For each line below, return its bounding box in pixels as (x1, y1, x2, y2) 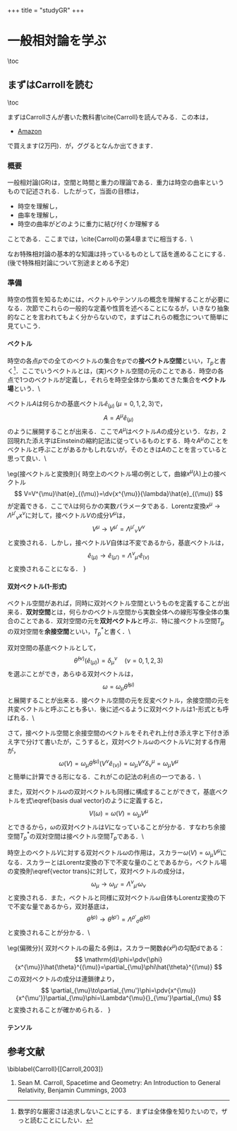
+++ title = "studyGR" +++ (7, 6, 85, 14)
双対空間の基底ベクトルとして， (7, 643, 100, 652)
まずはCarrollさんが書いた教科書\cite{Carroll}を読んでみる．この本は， (7, 112, 212, 121)
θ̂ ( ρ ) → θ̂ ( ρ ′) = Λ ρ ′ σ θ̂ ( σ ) (87, 913, 150, 925)
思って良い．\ (7, 454, 47, 462)
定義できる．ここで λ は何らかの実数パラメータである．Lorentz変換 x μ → (13, 501, 221, 510)
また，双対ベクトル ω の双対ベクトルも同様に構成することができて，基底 (7, 788, 217, 796)
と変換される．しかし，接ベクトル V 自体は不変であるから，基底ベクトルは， (7, 538, 228, 547)
